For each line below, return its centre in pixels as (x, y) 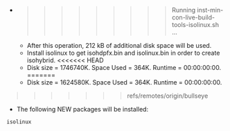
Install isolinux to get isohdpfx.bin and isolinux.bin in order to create (123, 53)
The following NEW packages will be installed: (82, 109)
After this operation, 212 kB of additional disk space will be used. (119, 45)
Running (184, 10)
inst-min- (210, 10)
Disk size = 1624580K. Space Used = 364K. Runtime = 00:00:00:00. (124, 82)
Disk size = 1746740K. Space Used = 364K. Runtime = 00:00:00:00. (124, 68)
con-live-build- (193, 17)
